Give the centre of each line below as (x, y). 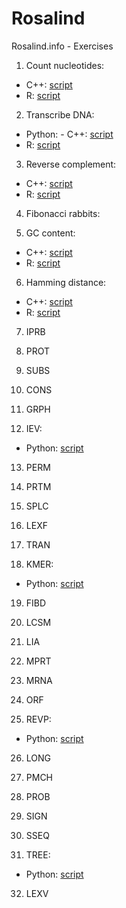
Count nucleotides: (65, 65)
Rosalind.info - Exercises (62, 46)
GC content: (50, 233)
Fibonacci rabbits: (63, 213)
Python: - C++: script (69, 134)
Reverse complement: (71, 164)
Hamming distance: (66, 282)
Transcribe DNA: (60, 114)
